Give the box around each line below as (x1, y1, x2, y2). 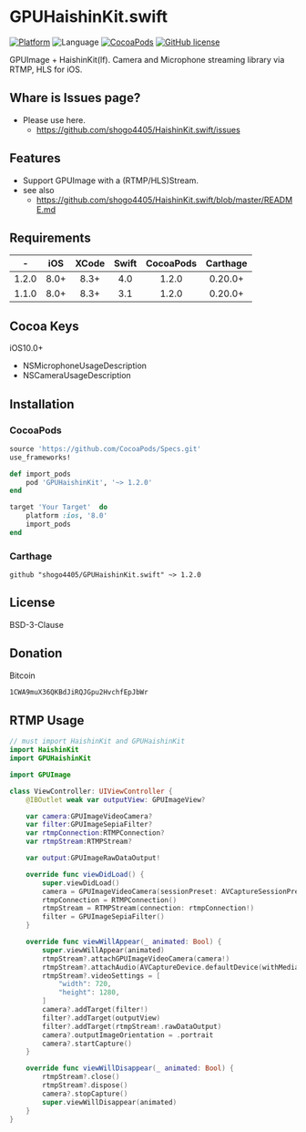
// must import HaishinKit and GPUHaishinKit (9, 736, 185, 746)
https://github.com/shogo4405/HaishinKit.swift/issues (36, 124, 241, 135)
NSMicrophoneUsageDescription (22, 360, 148, 371)
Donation (9, 645, 63, 662)
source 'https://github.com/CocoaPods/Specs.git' (9, 444, 202, 453)
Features (9, 150, 61, 166)
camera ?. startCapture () (42, 1039, 132, 1048)
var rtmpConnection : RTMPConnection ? (25, 828, 166, 838)
